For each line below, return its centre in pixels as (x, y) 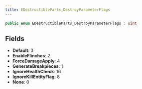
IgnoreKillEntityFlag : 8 (36, 77)
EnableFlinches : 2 (31, 56)
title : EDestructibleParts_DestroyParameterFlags (58, 10)
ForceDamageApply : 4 (36, 61)
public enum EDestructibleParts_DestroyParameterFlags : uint (71, 23)
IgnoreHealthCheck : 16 (37, 72)
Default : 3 (23, 50)
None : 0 (21, 82)
